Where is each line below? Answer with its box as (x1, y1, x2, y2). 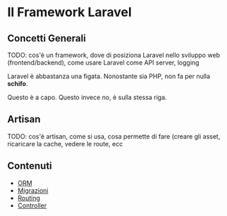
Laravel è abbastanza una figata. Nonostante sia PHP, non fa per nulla (7, 72, 210, 80)
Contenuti (7, 160, 53, 172)
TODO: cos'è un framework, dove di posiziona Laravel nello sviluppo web (7, 51, 221, 59)
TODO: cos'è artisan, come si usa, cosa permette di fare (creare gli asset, (7, 132, 221, 141)
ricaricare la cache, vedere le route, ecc (7, 139, 123, 148)
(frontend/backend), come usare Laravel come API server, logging (7, 58, 200, 67)
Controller (17, 201, 47, 210)
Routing (17, 193, 41, 202)
